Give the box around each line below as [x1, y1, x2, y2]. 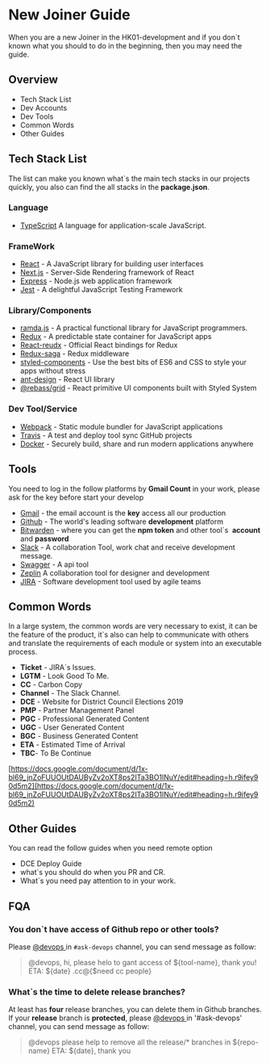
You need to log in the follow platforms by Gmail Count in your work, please [8, 483, 260, 493]
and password [19, 534, 69, 543]
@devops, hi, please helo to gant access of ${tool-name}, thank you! [27, 957, 257, 967]
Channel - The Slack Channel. [19, 688, 121, 698]
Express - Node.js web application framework [19, 276, 172, 286]
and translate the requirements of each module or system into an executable [8, 638, 262, 648]
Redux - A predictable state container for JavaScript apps [19, 332, 212, 341]
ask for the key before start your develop [8, 492, 144, 502]
